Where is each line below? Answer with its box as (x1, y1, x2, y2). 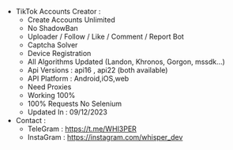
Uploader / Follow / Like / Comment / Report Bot (27, 32, 184, 41)
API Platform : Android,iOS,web (27, 74, 130, 83)
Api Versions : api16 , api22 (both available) (27, 66, 168, 74)
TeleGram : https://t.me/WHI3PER (27, 124, 137, 133)
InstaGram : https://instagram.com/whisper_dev (27, 133, 183, 141)
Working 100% (27, 91, 76, 99)
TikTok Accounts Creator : (15, 7, 101, 16)
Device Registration (27, 49, 92, 58)
